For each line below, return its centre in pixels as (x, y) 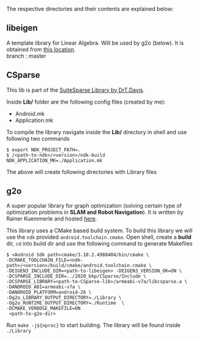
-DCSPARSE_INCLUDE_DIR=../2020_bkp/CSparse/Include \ (77, 276)
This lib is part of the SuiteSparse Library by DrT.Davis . (76, 90)
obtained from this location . (41, 49)
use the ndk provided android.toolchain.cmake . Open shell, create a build (99, 237)
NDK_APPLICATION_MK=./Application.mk (54, 161)
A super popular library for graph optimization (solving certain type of (94, 206)
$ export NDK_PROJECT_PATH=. (43, 149)
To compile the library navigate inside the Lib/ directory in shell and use (97, 132)
